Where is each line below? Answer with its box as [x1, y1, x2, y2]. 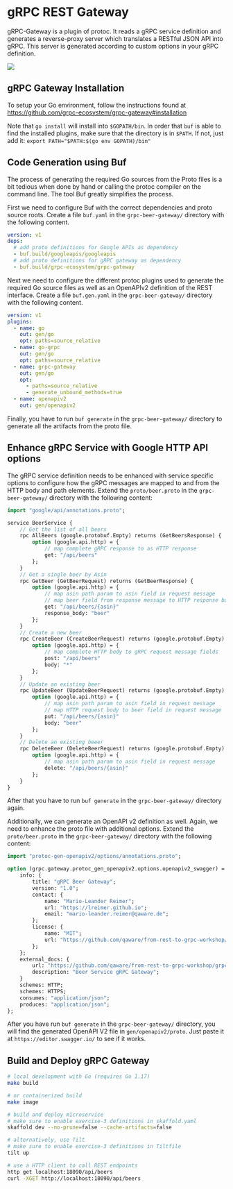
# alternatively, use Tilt [7, 1136, 85, 1144]
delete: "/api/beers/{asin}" [44, 764, 129, 771]
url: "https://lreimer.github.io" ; [44, 904, 148, 911]
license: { [32, 924, 64, 931]
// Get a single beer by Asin [19, 571, 107, 578]
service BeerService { [7, 519, 73, 526]
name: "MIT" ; [44, 930, 82, 937]
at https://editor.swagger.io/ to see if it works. [7, 1035, 146, 1043]
